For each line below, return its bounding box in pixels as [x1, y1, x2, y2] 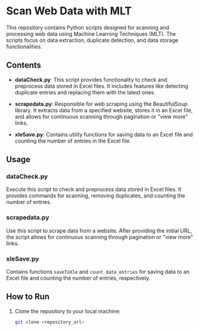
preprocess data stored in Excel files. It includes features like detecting [14, 82, 189, 89]
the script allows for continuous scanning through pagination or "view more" [6, 233, 193, 240]
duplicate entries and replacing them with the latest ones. [14, 88, 156, 96]
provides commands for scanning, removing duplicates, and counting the [6, 192, 185, 199]
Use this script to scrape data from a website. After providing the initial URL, [6, 227, 192, 234]
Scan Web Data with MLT [6, 4, 132, 18]
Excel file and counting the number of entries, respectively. [6, 274, 151, 281]
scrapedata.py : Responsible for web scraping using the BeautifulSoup [14, 100, 188, 107]
